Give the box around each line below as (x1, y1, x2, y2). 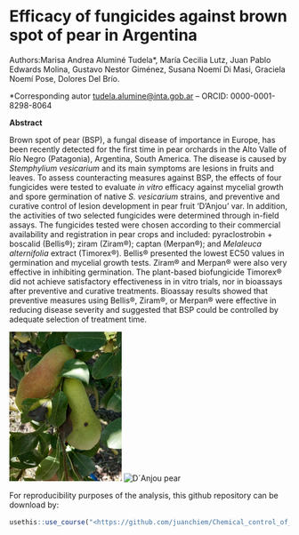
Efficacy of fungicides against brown (9, 6, 287, 27)
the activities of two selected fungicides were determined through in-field (9, 210, 279, 220)
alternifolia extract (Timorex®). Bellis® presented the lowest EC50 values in (9, 247, 285, 259)
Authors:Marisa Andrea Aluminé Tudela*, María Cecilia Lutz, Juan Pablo (9, 54, 271, 65)
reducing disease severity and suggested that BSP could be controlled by (9, 304, 279, 315)
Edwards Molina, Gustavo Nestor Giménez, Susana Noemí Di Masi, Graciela (9, 64, 287, 75)
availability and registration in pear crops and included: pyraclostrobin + (9, 228, 273, 239)
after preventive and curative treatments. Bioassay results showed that (9, 285, 269, 296)
